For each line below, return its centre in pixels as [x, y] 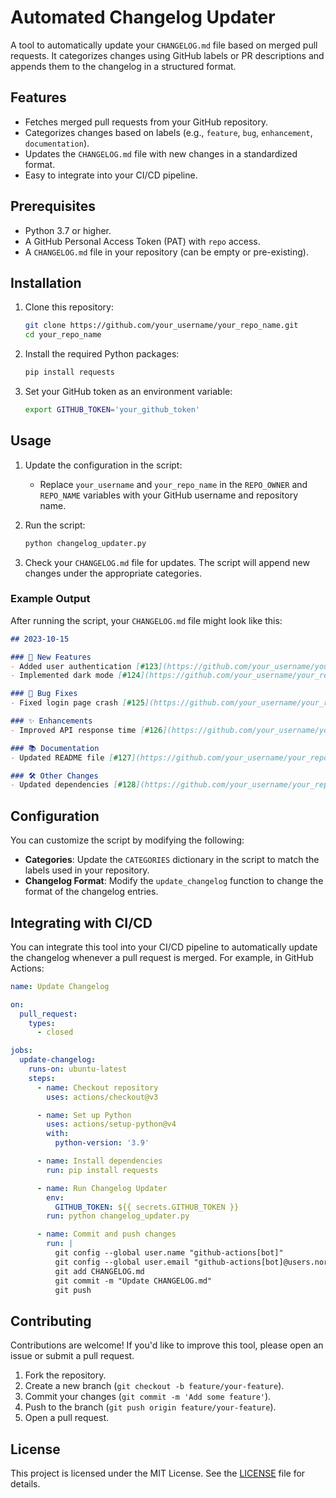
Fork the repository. [65, 1375]
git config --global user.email [122, 1262]
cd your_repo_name [63, 335]
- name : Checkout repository [97, 1087]
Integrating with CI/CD [81, 922]
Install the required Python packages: [102, 354]
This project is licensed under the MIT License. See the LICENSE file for [158, 1473]
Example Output [50, 599]
